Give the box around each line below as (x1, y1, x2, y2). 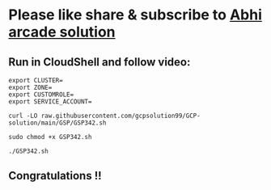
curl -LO (8, 112, 38, 120)
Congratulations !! (8, 169, 103, 183)
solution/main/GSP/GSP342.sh (8, 119, 107, 127)
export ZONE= (8, 83, 53, 91)
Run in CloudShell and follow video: (8, 55, 191, 69)
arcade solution (8, 23, 116, 41)
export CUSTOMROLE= (8, 91, 74, 99)
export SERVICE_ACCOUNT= (8, 98, 92, 106)
